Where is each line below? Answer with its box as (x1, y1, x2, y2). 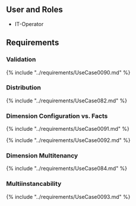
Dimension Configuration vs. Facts (6, 112, 108, 120)
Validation (6, 56, 37, 64)
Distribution (6, 83, 41, 92)
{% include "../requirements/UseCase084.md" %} (6, 165, 128, 172)
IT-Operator (14, 20, 44, 27)
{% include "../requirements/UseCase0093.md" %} (6, 193, 131, 200)
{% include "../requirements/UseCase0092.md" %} (6, 137, 131, 144)
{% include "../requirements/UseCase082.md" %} (6, 97, 128, 104)
